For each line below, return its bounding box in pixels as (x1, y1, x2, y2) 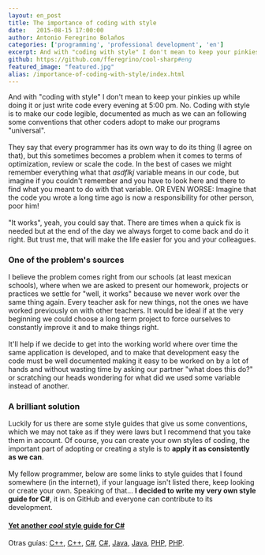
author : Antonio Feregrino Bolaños (8, 33, 125, 42)
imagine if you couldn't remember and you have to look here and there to (8, 175, 246, 186)
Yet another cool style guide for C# (8, 520, 125, 530)
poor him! (8, 201, 39, 210)
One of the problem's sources (8, 254, 125, 265)
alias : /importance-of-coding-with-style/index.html (8, 70, 185, 78)
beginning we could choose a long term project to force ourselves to (8, 313, 231, 324)
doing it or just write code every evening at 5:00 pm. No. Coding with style (8, 100, 250, 110)
